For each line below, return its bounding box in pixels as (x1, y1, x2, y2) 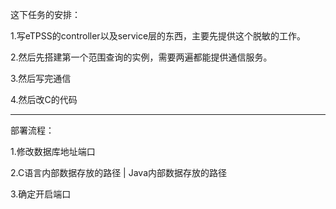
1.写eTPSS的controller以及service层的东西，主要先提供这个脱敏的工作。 (10, 30, 307, 42)
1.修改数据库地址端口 (10, 146, 96, 157)
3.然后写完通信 (10, 73, 72, 84)
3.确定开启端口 (10, 188, 72, 200)
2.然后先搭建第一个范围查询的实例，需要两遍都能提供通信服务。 (10, 51, 273, 63)
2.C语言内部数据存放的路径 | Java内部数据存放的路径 (10, 167, 228, 178)
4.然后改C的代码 (10, 94, 78, 105)
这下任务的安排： (10, 9, 81, 20)
